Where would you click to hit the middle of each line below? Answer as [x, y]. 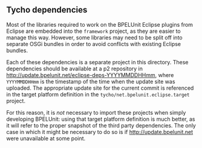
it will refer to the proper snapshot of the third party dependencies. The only [101, 125]
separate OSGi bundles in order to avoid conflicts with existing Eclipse [94, 44]
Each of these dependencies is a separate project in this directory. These [97, 62]
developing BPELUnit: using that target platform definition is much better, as [101, 119]
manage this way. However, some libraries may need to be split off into [94, 37]
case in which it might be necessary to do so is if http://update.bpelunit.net [100, 132]
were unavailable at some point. [46, 138]
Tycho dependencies [47, 10]
